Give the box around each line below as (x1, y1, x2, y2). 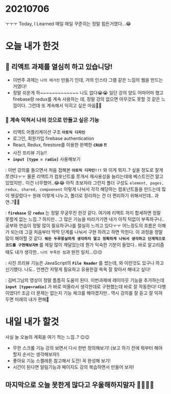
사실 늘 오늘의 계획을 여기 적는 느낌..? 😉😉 (5, 334, 90, 340)
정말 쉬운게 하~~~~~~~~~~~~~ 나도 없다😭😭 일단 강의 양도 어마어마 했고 (12, 89, 164, 96)
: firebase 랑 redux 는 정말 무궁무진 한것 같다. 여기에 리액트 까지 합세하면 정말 (5, 210, 161, 216)
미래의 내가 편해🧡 (14, 296, 50, 303)
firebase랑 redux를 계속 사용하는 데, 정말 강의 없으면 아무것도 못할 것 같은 (12, 96, 160, 102)
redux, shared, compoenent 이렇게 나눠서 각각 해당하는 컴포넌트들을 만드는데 (5, 186, 161, 192)
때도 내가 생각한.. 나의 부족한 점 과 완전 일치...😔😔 (5, 249, 103, 256)
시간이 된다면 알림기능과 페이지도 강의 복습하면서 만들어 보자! (12, 364, 134, 370)
